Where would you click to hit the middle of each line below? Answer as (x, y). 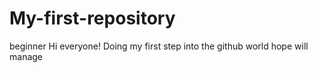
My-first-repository (92, 18)
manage (26, 56)
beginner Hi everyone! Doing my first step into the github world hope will (159, 46)
